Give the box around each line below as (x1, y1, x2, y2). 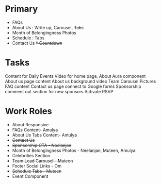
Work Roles (5, 106, 52, 117)
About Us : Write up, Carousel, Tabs (12, 24, 84, 30)
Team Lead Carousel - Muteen (12, 158, 73, 164)
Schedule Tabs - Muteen (12, 168, 62, 174)
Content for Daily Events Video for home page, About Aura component (5, 73, 146, 79)
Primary (5, 3, 38, 15)
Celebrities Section (12, 152, 50, 158)
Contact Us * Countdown (12, 40, 63, 46)
